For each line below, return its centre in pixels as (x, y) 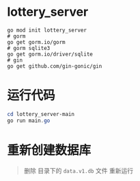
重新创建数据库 (49, 150)
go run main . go (29, 121)
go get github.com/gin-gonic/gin (55, 66)
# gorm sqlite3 (29, 48)
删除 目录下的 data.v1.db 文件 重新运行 (79, 170)
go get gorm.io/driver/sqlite (50, 54)
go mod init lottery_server (47, 30)
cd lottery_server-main (41, 114)
